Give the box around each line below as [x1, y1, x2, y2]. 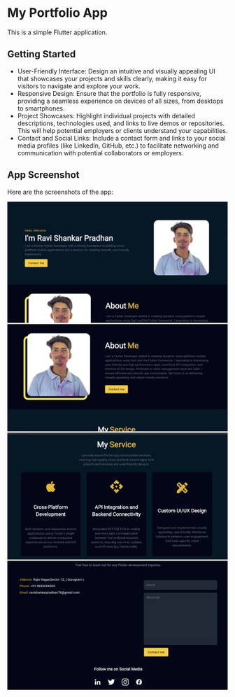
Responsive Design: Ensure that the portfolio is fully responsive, [17, 89, 201, 97]
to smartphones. [17, 104, 65, 113]
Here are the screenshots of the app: [7, 188, 114, 196]
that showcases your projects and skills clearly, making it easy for [17, 74, 208, 83]
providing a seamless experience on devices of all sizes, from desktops [17, 97, 224, 105]
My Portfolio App [7, 5, 108, 21]
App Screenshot [7, 169, 80, 181]
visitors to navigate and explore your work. [17, 82, 141, 90]
